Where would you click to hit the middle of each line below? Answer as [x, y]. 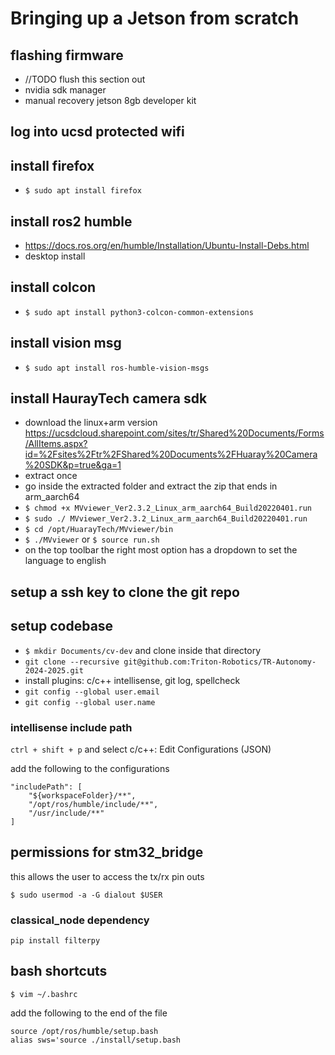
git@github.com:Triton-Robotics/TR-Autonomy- [220, 662]
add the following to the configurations [90, 768]
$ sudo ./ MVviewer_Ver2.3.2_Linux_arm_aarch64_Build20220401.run [166, 519]
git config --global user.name [90, 702]
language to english [65, 561]
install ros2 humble [71, 221]
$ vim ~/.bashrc [44, 994]
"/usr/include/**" [66, 813]
